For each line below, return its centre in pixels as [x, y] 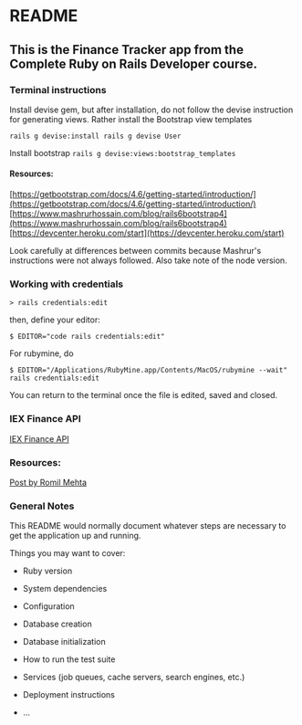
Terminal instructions [58, 89]
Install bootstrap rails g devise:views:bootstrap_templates [123, 152]
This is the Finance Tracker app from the [127, 50]
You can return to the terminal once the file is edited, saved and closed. [144, 395]
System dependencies [65, 589]
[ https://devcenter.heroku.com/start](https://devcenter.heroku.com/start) [147, 233]
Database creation [57, 624]
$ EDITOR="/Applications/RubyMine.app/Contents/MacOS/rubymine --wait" [148, 371]
